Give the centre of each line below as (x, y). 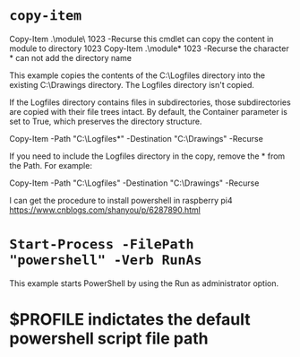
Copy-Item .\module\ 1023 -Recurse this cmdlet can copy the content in (141, 39)
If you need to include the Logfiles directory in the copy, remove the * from (147, 156)
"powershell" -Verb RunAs (106, 261)
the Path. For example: (51, 165)
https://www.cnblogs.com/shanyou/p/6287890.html (105, 210)
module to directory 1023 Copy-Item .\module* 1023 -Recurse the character (149, 48)
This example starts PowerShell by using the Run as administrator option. (144, 283)
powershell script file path (109, 339)
